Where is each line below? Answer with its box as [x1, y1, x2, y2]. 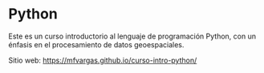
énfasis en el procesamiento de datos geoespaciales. [8, 39, 185, 49]
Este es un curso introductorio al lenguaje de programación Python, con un [8, 31, 257, 41]
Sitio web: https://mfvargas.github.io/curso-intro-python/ [8, 55, 197, 65]
